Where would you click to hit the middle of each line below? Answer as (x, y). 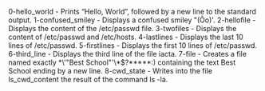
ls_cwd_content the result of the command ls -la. (88, 79)
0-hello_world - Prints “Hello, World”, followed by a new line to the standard (132, 12)
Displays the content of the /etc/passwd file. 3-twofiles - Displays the (123, 28)
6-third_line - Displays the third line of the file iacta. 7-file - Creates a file (128, 54)
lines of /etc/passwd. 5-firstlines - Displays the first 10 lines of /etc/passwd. (133, 45)
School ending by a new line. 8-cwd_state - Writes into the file (111, 71)
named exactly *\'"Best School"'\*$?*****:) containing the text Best (122, 62)
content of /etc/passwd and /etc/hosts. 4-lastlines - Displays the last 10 (126, 37)
